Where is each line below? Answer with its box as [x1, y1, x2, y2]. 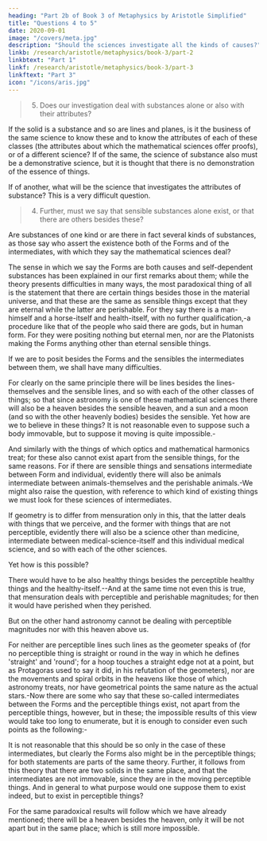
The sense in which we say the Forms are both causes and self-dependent [8, 262, 253, 272]
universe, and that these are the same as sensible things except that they [8, 296, 248, 305]
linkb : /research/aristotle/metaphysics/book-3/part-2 [8, 49, 194, 57]
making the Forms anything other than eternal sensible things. [8, 338, 211, 348]
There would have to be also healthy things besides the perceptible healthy [8, 575, 254, 584]
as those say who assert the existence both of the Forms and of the [8, 238, 230, 248]
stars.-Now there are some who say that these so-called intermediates [8, 690, 240, 700]
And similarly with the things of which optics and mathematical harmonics [8, 444, 250, 454]
